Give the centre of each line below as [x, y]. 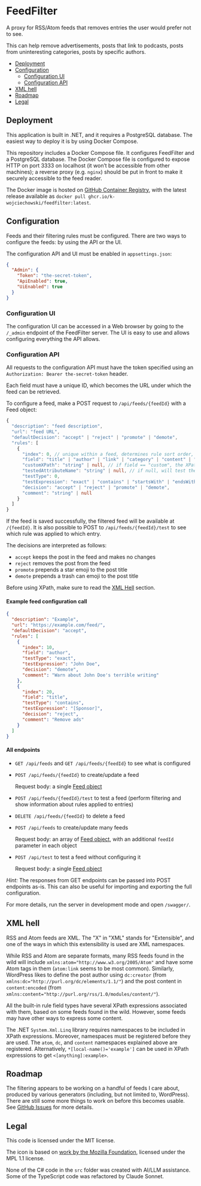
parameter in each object [46, 845]
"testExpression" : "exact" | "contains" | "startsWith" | [96, 482]
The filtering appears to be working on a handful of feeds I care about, [93, 1088]
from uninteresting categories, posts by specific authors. [76, 51]
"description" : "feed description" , [57, 426]
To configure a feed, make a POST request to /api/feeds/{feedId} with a [96, 403]
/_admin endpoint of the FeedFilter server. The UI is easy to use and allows [98, 333]
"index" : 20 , [38, 692]
